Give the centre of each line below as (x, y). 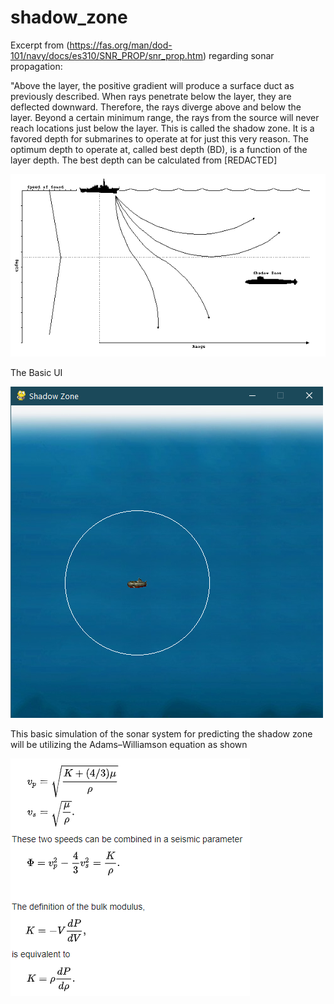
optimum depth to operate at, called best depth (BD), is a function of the (159, 149)
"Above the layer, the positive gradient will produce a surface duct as (152, 85)
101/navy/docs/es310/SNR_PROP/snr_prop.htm (106, 55)
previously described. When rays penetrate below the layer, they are (151, 96)
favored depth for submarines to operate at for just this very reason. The (159, 138)
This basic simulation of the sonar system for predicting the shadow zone (161, 733)
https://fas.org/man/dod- (121, 45)
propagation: (36, 66)
